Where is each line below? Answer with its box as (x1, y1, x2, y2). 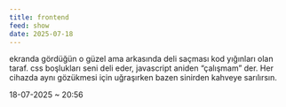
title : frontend (9, 12, 69, 22)
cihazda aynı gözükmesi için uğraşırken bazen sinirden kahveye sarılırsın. (9, 73, 278, 83)
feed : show (9, 21, 50, 30)
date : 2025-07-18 (9, 29, 74, 38)
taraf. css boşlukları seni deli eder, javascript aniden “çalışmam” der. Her (9, 63, 274, 73)
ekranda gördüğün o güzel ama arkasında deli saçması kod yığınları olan (9, 54, 274, 65)
